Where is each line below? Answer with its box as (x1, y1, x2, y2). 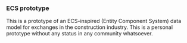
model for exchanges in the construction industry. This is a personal (6, 24, 173, 31)
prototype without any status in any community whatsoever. (6, 30, 153, 37)
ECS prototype (6, 4, 49, 12)
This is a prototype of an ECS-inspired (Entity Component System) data (6, 18, 182, 25)
